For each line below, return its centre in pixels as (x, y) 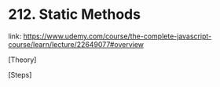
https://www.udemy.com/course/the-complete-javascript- (117, 36)
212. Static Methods (75, 14)
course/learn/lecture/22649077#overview (76, 44)
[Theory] (22, 60)
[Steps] (20, 74)
